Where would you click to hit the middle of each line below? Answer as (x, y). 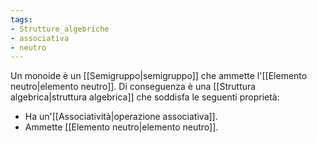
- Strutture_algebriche (60, 29)
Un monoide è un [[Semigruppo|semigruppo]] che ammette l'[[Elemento (159, 76)
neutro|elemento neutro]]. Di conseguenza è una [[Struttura (133, 87)
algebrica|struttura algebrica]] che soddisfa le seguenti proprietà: (145, 97)
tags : (21, 19)
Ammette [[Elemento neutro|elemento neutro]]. (121, 127)
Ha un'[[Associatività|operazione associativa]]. (121, 117)
